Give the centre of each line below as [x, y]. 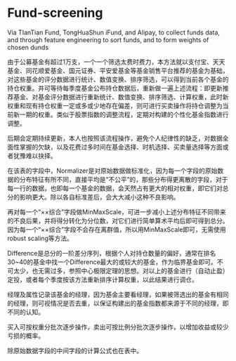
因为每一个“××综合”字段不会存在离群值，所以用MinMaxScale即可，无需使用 [117, 229]
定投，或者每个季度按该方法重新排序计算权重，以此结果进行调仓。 [103, 280]
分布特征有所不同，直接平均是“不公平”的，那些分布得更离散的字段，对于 [124, 179]
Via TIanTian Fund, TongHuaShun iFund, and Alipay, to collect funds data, [113, 32]
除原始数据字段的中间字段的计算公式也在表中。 [75, 350]
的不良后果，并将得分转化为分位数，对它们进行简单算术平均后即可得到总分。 [118, 221]
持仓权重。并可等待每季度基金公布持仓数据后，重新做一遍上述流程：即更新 [115, 88]
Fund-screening [55, 13]
